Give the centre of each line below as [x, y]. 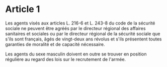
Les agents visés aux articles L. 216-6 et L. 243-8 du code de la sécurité [80, 23]
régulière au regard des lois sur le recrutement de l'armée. [66, 59]
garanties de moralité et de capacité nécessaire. [55, 44]
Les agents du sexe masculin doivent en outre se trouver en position [76, 54]
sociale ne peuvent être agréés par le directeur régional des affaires [75, 28]
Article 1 [23, 9]
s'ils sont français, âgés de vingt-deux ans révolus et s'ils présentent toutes [83, 39]
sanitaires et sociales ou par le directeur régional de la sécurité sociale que [83, 33]
